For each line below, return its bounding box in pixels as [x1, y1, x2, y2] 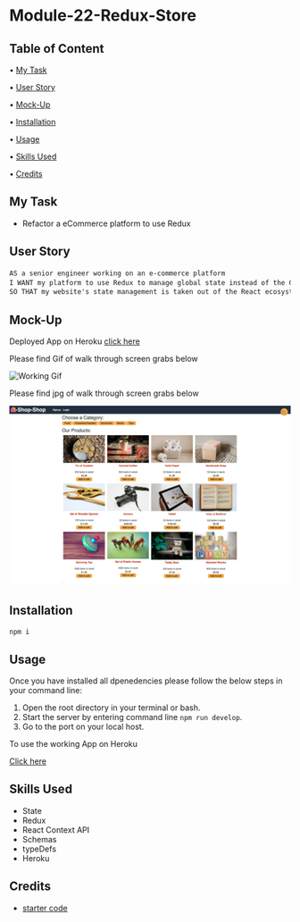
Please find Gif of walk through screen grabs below [9, 354, 198, 365]
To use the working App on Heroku [9, 739, 138, 750]
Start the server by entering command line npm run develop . [21, 712, 243, 723]
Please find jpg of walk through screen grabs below [9, 388, 199, 398]
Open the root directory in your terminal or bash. [21, 702, 201, 713]
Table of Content [9, 41, 104, 56]
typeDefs [21, 843, 56, 854]
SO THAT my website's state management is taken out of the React [9, 288, 262, 297]
